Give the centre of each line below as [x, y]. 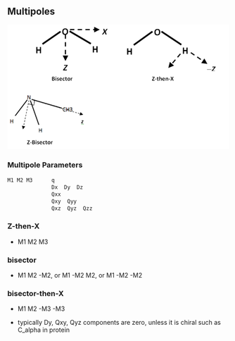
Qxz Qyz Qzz [72, 209]
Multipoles [31, 12]
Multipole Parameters [45, 165]
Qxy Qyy [64, 201]
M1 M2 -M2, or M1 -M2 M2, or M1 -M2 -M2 [80, 275]
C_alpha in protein [44, 330]
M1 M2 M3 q [31, 180]
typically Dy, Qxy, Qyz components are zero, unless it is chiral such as [119, 323]
